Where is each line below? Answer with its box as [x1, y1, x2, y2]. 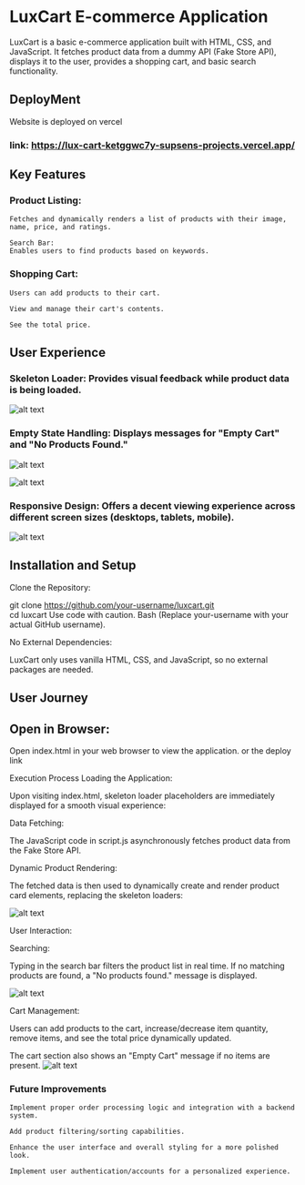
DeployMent [9, 92, 81, 107]
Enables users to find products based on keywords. [9, 247, 209, 256]
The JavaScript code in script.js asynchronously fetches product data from [9, 835, 291, 846]
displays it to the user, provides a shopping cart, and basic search [9, 56, 257, 66]
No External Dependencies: [9, 636, 113, 647]
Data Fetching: [9, 817, 65, 828]
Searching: [9, 942, 50, 953]
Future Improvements [9, 1082, 107, 1095]
